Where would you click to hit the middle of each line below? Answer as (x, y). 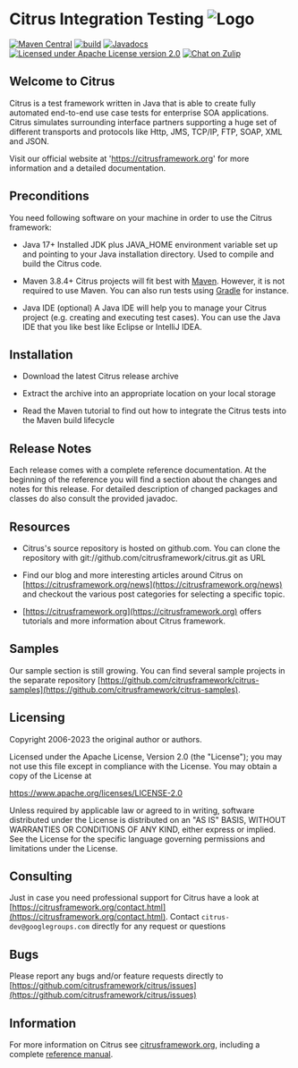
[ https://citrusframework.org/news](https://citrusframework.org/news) (152, 585)
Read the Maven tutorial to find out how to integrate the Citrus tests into (154, 411)
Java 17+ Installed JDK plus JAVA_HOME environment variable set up (150, 244)
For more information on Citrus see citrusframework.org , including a (135, 1045)
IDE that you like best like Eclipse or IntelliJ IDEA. (112, 326)
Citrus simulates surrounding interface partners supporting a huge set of (143, 122)
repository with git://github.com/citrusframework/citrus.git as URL (144, 558)
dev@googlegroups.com (50, 927)
